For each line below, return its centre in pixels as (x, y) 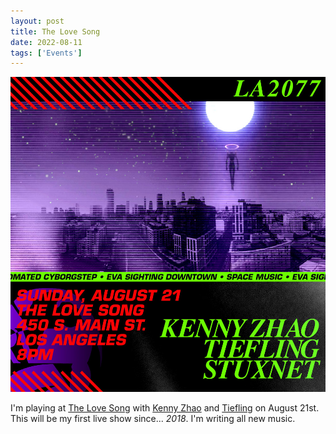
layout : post (37, 21)
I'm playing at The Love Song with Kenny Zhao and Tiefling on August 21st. (165, 408)
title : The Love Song (55, 31)
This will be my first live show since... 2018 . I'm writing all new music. (153, 419)
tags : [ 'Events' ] (46, 53)
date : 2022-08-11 (46, 42)
